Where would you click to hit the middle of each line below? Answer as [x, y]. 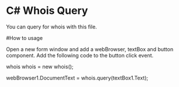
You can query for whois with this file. [52, 27]
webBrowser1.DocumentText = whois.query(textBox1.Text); [77, 78]
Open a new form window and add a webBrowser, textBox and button [90, 49]
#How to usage [24, 38]
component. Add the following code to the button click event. [80, 55]
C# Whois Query [47, 11]
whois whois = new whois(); [40, 66]
